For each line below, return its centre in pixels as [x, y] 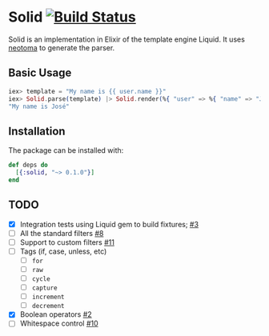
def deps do [28, 165]
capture [44, 288]
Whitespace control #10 [59, 323]
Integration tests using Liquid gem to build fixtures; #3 [109, 224]
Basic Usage [40, 73]
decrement [48, 306]
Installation [37, 131]
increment [48, 297]
